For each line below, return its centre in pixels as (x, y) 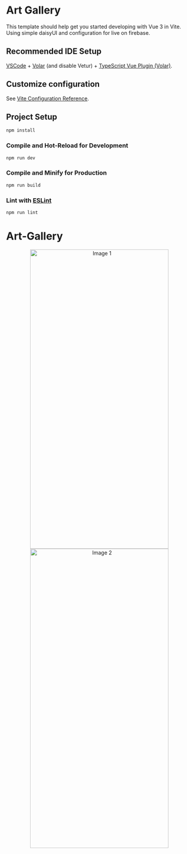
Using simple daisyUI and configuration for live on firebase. (78, 32)
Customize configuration (53, 84)
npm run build (24, 185)
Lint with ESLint (29, 200)
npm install (21, 130)
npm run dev (21, 158)
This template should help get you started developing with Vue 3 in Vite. (94, 27)
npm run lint (22, 212)
